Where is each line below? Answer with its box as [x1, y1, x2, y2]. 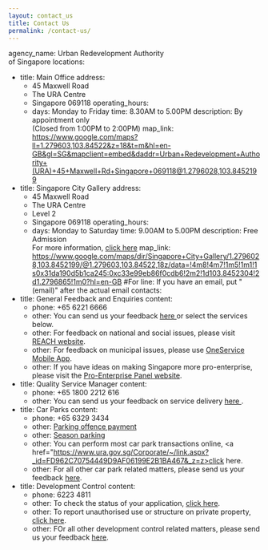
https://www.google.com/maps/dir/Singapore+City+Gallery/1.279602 [31, 252, 260, 261]
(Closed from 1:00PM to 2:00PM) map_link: [31, 123, 174, 133]
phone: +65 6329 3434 [31, 414, 110, 423]
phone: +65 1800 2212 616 [31, 388, 120, 398]
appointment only [31, 115, 90, 125]
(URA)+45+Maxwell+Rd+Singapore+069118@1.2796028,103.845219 [31, 166, 258, 176]
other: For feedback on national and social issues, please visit [31, 328, 236, 338]
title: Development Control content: [19, 482, 136, 491]
